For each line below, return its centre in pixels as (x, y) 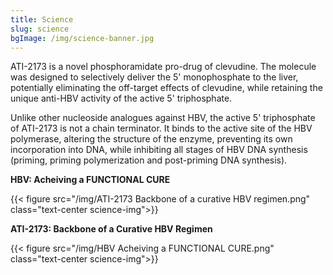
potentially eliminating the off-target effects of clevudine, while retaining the (166, 88)
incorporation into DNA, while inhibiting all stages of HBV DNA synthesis (159, 150)
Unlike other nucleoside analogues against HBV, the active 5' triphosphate (163, 118)
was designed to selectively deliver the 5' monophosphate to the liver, (154, 77)
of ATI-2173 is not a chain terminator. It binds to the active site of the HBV (161, 128)
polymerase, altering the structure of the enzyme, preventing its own (151, 139)
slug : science (40, 29)
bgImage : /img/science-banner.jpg (82, 38)
